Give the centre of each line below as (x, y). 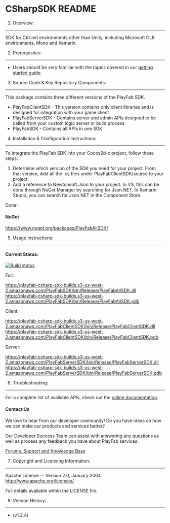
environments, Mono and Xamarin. (41, 43)
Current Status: (22, 254)
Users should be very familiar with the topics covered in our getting (83, 67)
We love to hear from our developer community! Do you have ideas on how (83, 420)
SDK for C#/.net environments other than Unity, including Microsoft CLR (80, 37)
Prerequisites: (27, 53)
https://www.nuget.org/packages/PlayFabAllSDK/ (57, 228)
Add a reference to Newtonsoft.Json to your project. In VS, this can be (86, 184)
